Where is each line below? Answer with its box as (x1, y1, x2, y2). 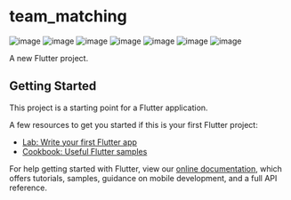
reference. (9, 182, 47, 193)
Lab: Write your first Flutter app (21, 136, 138, 148)
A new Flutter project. (9, 52, 89, 63)
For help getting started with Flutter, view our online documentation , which (9, 163, 283, 174)
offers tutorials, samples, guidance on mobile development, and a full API (9, 172, 278, 183)
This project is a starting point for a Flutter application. (9, 102, 208, 113)
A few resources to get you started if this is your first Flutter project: (9, 119, 258, 130)
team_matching (9, 6, 127, 27)
